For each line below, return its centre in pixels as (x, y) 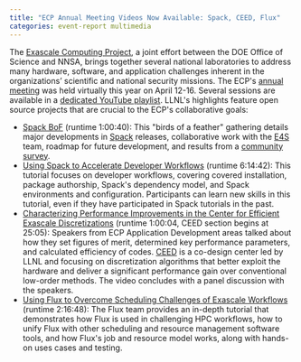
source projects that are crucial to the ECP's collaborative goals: (129, 109)
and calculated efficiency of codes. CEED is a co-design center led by (153, 251)
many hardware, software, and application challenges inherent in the (137, 71)
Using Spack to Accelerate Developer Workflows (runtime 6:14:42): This (156, 165)
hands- (275, 338)
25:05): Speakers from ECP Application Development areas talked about (157, 232)
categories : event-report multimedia (80, 26)
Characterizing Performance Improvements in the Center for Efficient (151, 213)
